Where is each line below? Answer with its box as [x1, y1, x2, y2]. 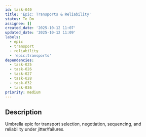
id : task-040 [5, 7, 32, 12]
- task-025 [9, 62, 32, 67]
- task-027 [9, 71, 32, 76]
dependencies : [5, 58, 35, 63]
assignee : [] [5, 21, 32, 26]
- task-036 [9, 85, 32, 90]
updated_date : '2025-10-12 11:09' [5, 30, 76, 35]
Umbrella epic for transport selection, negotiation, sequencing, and [5, 121, 142, 127]
